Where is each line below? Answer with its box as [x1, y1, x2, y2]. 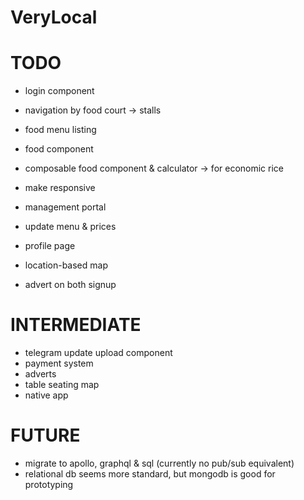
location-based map [24, 259, 108, 271]
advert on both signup [24, 279, 117, 291]
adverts [24, 368, 57, 380]
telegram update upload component [24, 347, 173, 359]
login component [24, 85, 95, 97]
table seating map [24, 379, 100, 391]
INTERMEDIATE [10, 314, 142, 336]
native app [24, 389, 69, 401]
